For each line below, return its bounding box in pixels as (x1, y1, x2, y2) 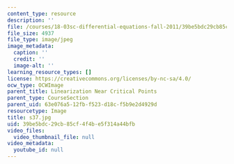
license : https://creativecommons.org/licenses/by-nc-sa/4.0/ (7, 75, 192, 82)
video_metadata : (7, 140, 54, 147)
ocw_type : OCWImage (7, 82, 64, 89)
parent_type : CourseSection (7, 95, 89, 102)
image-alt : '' (13, 62, 54, 69)
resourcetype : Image (7, 107, 68, 114)
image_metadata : (7, 43, 54, 50)
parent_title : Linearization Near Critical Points (7, 88, 157, 95)
